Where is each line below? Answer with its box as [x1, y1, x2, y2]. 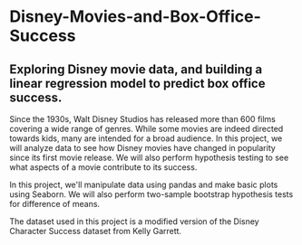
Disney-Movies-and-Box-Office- [9, 6, 261, 27]
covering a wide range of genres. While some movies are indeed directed [9, 124, 284, 134]
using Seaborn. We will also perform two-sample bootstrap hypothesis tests [9, 189, 294, 200]
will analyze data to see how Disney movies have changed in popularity [9, 143, 277, 153]
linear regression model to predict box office [9, 75, 266, 91]
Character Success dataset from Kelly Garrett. [9, 226, 182, 236]
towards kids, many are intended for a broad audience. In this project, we [9, 133, 283, 144]
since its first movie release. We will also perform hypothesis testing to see [9, 152, 289, 163]
